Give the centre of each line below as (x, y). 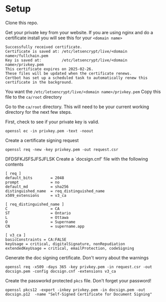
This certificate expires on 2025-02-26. (49, 69)
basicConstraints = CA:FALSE (36, 240)
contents (14, 164)
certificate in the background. (39, 82)
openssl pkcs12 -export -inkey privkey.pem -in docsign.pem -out (75, 290)
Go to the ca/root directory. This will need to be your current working (77, 107)
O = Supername (40, 222)
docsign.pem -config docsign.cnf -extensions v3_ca (61, 271)
